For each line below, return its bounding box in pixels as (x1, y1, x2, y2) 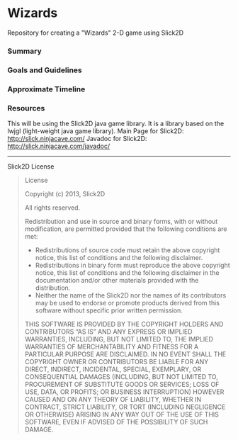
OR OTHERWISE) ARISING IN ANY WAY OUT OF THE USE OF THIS (24, 410, 220, 419)
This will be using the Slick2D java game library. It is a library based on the (7, 119, 225, 128)
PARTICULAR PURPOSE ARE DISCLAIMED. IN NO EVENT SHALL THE (24, 350, 227, 359)
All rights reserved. (24, 203, 81, 212)
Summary (7, 46, 42, 56)
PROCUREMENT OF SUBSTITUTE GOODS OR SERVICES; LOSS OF (24, 380, 220, 388)
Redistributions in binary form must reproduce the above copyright (35, 261, 230, 269)
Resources (7, 103, 45, 113)
